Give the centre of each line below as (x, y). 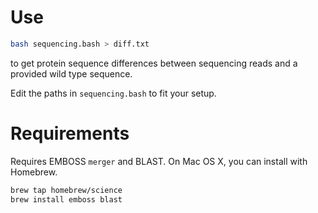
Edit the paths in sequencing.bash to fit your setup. (113, 93)
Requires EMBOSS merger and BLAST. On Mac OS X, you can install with (159, 161)
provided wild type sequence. (71, 73)
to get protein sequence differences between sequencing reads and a (154, 63)
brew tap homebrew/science (66, 190)
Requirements (70, 133)
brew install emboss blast (66, 199)
